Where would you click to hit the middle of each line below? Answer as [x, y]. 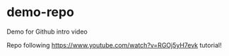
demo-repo [41, 12]
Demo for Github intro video [47, 31]
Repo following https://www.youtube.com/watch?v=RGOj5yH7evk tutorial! [114, 45]
